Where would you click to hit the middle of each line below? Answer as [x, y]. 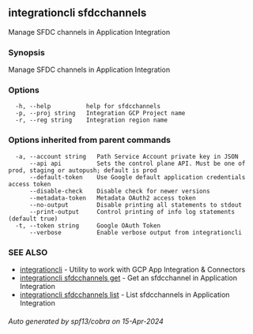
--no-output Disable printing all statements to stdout [136, 205]
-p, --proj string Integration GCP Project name [100, 114]
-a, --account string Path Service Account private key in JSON [127, 156]
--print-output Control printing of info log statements [132, 212]
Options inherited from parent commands [90, 140]
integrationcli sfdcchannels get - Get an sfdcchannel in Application [128, 278]
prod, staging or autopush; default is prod [83, 170]
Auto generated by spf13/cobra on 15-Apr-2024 [86, 321]
